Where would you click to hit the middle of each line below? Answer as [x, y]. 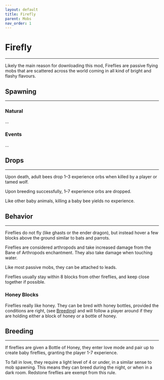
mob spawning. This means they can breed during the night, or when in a [79, 367]
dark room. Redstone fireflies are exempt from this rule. [61, 373]
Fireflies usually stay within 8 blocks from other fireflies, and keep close [77, 277]
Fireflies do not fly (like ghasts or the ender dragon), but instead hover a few [82, 233]
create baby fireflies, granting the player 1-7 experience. [61, 353]
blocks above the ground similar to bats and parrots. [58, 238]
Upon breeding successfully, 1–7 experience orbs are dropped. [68, 191]
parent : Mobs [18, 19]
